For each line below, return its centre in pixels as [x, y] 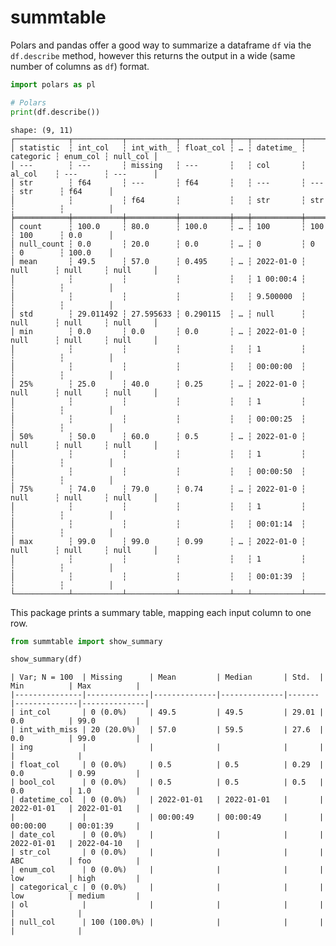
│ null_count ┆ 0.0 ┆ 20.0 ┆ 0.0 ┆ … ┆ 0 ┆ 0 [162, 244]
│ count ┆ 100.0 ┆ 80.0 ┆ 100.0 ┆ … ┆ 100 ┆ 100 [167, 226]
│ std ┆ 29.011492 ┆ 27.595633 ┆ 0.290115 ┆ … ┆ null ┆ [158, 314]
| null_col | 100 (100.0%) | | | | [167, 922]
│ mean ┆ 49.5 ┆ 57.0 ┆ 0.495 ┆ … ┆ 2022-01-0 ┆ [158, 261]
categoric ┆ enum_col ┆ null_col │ [84, 156]
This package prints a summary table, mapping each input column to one [161, 612]
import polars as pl [53, 84]
